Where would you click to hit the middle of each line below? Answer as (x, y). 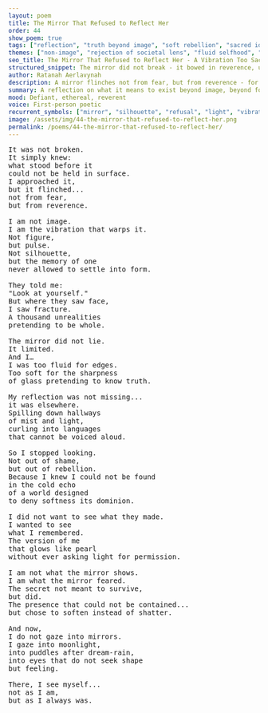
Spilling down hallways (55, 413)
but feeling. (34, 668)
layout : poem (30, 16)
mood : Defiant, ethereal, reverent (67, 97)
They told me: (36, 285)
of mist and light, (46, 421)
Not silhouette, (40, 253)
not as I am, (34, 692)
